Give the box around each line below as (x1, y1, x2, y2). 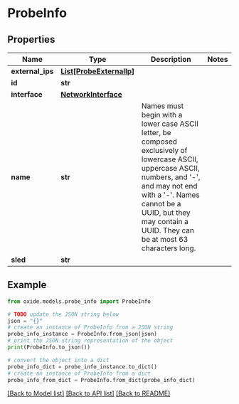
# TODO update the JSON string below (7, 311, 119, 318)
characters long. (141, 243, 196, 253)
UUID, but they (141, 208, 191, 218)
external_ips (11, 66, 54, 76)
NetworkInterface (60, 90, 122, 99)
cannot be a (141, 199, 181, 208)
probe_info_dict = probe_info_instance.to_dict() (7, 363, 158, 371)
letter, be (141, 128, 172, 137)
